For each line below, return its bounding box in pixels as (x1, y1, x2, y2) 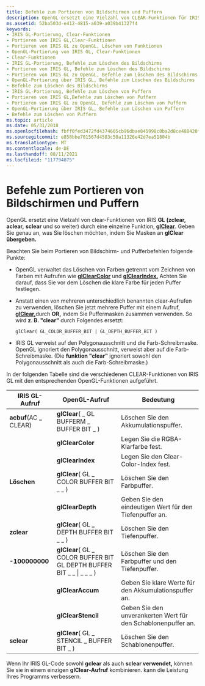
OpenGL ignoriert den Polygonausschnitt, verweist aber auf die (15, 346, 174, 353)
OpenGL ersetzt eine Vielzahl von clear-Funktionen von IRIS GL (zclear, (6, 216, 186, 224)
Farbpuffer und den (121, 557, 177, 566)
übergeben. (6, 236, 37, 243)
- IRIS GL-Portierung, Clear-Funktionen (6, 32, 111, 38)
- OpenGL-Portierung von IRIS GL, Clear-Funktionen (6, 49, 140, 55)
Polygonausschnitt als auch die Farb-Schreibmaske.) (15, 359, 148, 366)
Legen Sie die (121, 435, 160, 443)
